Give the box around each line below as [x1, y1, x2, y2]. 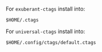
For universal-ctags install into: [5, 28, 86, 35]
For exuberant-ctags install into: [5, 6, 86, 12]
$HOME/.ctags [5, 17, 39, 23]
